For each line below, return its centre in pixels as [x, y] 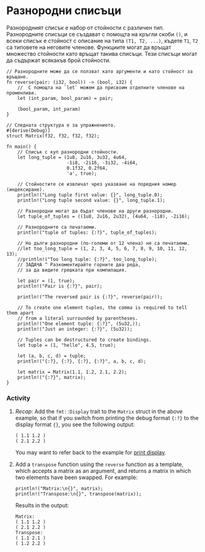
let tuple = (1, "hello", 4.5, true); [67, 345]
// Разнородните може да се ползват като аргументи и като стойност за [99, 71]
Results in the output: [42, 505]
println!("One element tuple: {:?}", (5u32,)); [79, 324]
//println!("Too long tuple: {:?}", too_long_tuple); [87, 259]
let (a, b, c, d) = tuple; [52, 356]
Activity [18, 398]
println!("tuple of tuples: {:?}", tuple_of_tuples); [87, 232]
